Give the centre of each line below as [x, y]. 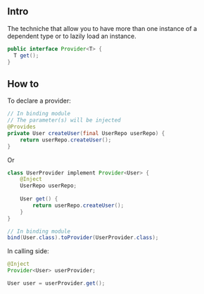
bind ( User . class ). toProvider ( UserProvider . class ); [83, 238]
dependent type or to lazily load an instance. [72, 36]
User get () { [39, 199]
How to [23, 84]
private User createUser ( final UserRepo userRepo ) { [86, 133]
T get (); [26, 56]
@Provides [22, 127]
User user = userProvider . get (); [56, 283]
